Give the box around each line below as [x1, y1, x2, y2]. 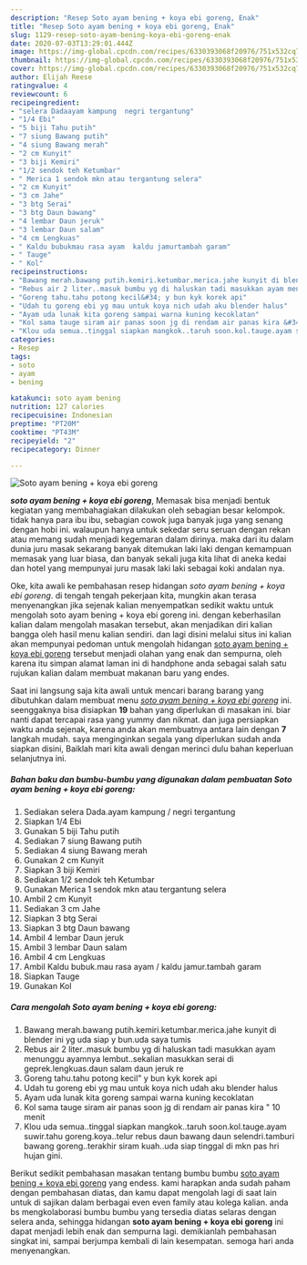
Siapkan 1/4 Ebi [23, 816, 82, 827]
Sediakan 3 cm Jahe [23, 903, 101, 914]
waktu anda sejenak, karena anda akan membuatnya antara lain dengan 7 [10, 724, 287, 735]
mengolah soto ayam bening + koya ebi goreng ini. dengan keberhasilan [10, 609, 281, 620]
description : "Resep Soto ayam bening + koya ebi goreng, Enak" [10, 13, 260, 23]
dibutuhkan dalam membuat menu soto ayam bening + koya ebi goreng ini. [10, 695, 292, 706]
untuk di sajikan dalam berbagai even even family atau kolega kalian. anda [10, 1197, 289, 1208]
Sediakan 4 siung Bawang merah [23, 845, 148, 856]
